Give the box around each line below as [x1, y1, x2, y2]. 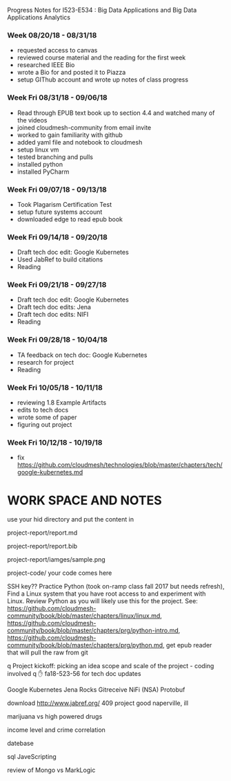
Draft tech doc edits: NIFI [17, 311, 89, 319]
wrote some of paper [17, 413, 77, 421]
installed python [17, 160, 63, 168]
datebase [7, 739, 34, 748]
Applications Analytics [7, 13, 71, 21]
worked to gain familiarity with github [17, 131, 123, 139]
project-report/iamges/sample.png [7, 555, 106, 564]
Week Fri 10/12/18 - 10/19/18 [7, 438, 103, 447]
